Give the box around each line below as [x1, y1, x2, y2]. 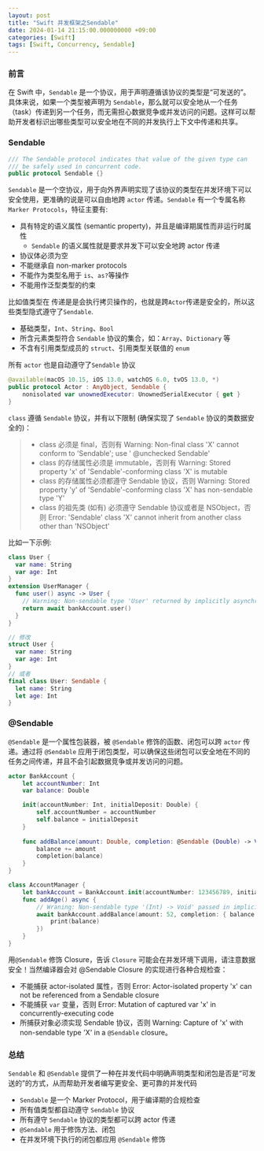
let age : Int [15, 692, 58, 700]
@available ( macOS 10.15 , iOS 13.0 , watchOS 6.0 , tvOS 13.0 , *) [8, 376, 220, 384]
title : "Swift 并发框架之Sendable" [8, 19, 119, 27]
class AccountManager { [8, 881, 86, 890]
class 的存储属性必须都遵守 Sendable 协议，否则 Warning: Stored [38, 476, 250, 485]
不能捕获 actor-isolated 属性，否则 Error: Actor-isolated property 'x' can [19, 981, 252, 990]
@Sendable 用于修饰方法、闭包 [19, 1125, 116, 1134]
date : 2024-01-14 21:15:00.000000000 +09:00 [8, 26, 156, 34]
